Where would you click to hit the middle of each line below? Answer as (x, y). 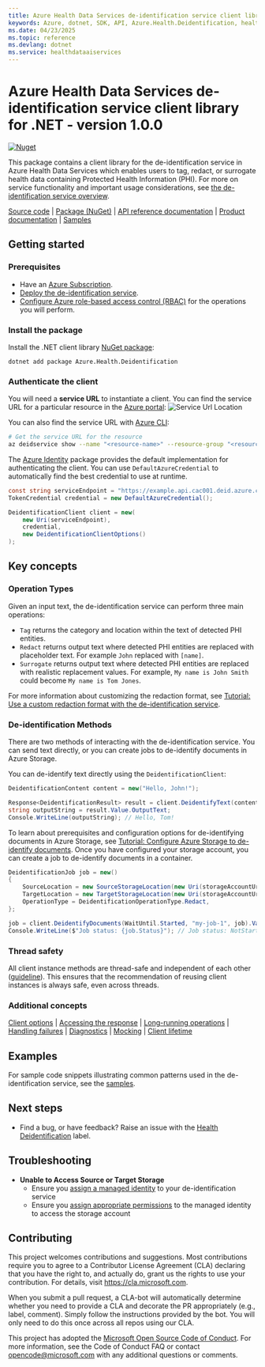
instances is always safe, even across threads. (84, 985)
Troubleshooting (50, 1161)
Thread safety (36, 951)
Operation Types (41, 589)
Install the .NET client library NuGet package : (81, 347)
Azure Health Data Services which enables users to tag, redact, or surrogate (132, 170)
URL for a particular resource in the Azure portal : (88, 407)
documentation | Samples (50, 219)
